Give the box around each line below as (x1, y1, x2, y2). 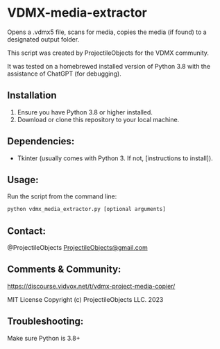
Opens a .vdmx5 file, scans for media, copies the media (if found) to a (7, 28, 207, 36)
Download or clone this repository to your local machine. (17, 115, 180, 124)
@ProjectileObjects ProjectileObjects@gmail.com (7, 244, 148, 252)
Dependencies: (7, 135, 75, 147)
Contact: (7, 225, 46, 237)
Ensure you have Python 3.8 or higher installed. (17, 108, 153, 116)
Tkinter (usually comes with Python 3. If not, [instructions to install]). (17, 154, 213, 162)
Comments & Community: (7, 264, 121, 275)
